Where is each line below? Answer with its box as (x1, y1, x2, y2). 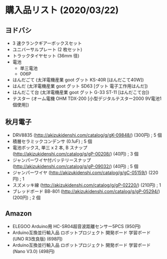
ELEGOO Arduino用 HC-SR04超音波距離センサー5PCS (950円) (12, 223, 141, 229)
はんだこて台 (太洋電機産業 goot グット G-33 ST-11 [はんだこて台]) (12, 89, 149, 95)
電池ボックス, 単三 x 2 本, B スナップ (12, 144, 87, 150)
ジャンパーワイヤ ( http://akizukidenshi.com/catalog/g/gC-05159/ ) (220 (12, 169, 158, 175)
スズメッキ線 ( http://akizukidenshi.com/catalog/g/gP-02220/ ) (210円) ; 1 (12, 182, 161, 188)
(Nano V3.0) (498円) (12, 248, 55, 254)
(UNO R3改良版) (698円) (12, 235, 63, 241)
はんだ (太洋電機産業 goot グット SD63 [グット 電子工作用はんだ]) (12, 83, 148, 89)
